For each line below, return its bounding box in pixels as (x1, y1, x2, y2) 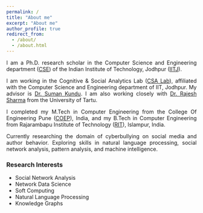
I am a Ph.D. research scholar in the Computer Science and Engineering (6, 59, 197, 66)
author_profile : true (6, 25, 61, 32)
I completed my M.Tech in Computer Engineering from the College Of (6, 108, 197, 115)
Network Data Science (14, 180, 71, 188)
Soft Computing (14, 187, 54, 194)
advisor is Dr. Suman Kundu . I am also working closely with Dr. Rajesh (6, 90, 198, 97)
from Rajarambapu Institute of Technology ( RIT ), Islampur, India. (6, 121, 166, 128)
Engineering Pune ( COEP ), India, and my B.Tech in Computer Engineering (6, 114, 197, 121)
